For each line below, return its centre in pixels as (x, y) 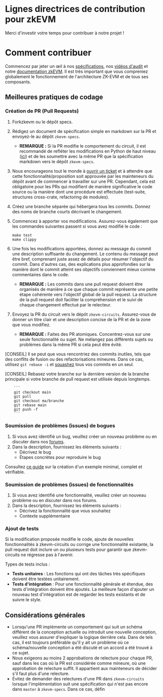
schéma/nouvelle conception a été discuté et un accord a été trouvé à (82, 648)
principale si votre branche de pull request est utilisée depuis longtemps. (78, 379)
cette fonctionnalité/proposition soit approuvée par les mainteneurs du (83, 176)
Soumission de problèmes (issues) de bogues (60, 426)
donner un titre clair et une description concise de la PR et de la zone (81, 319)
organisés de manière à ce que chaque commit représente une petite (89, 289)
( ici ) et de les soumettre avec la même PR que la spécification (81, 156)
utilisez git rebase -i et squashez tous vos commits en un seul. (70, 364)
